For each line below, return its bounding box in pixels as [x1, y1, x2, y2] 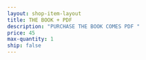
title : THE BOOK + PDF [7, 17, 72, 23]
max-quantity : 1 [7, 36, 54, 43]
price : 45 [7, 29, 36, 37]
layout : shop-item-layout [7, 10, 81, 17]
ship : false [7, 42, 41, 49]
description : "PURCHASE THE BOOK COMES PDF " [7, 23, 140, 30]
